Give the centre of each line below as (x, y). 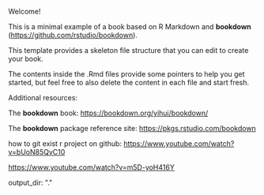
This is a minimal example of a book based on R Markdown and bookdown (130, 26)
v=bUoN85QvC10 (37, 152)
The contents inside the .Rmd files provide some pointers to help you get (126, 74)
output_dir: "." (30, 182)
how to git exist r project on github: (65, 144)
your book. (26, 59)
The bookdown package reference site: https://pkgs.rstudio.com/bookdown (132, 128)
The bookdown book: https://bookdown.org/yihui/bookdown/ (108, 113)
